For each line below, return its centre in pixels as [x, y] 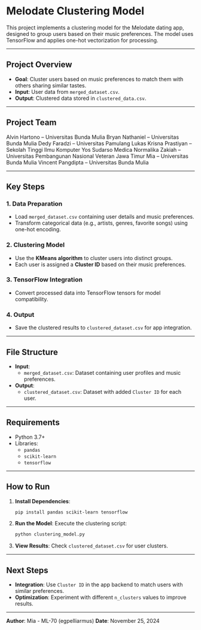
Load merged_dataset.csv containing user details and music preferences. [104, 217]
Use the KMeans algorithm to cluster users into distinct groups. [94, 258]
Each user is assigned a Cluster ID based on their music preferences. [100, 264]
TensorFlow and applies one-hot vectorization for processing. [82, 40]
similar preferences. [39, 591]
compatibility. [31, 299]
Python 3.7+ [30, 437]
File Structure [32, 352]
